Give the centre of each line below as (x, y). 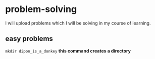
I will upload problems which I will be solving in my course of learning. (78, 23)
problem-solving (41, 9)
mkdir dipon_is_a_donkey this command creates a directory (68, 50)
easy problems (29, 39)
